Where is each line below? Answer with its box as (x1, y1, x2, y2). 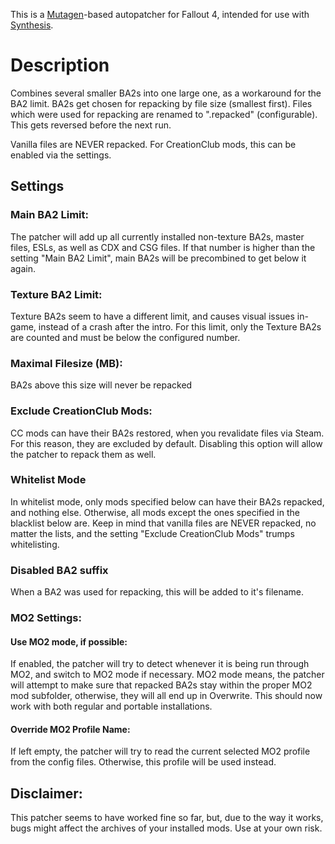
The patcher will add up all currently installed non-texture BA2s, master (10, 230, 305, 243)
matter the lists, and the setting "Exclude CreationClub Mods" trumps (10, 527, 295, 539)
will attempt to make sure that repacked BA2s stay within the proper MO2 (10, 679, 313, 691)
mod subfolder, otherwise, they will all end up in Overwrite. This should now (10, 690, 323, 702)
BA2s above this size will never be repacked (10, 379, 193, 391)
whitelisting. (10, 538, 60, 550)
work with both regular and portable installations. (10, 700, 213, 713)
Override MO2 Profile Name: (10, 723, 131, 735)
